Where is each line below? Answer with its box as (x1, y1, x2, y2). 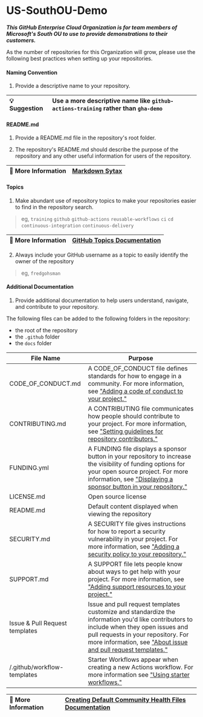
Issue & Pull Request (9, 619, 68, 627)
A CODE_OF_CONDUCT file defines (88, 364, 188, 372)
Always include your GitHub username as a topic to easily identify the (14, 251, 188, 258)
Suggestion (9, 104, 43, 113)
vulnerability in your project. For (88, 534, 178, 543)
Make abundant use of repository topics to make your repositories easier (14, 197, 196, 204)
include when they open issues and (88, 622, 188, 631)
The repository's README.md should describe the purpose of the (14, 146, 179, 153)
